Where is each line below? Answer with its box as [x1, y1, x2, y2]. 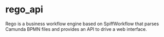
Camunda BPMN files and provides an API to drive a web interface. [5, 26, 148, 32]
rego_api [5, 4, 44, 15]
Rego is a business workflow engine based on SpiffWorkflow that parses [5, 21, 159, 27]
